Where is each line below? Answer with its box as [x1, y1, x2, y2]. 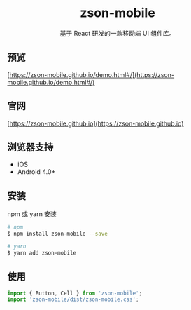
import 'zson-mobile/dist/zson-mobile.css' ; [7, 296, 139, 303]
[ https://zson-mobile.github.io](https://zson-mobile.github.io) [7, 119, 184, 128]
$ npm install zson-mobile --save [7, 230, 108, 238]
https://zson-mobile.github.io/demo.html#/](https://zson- [9, 70, 175, 79]
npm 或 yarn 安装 [7, 210, 57, 218]
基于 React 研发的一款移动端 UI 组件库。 [59, 29, 176, 37]
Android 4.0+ [17, 168, 56, 176]
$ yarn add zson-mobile [7, 249, 77, 257]
